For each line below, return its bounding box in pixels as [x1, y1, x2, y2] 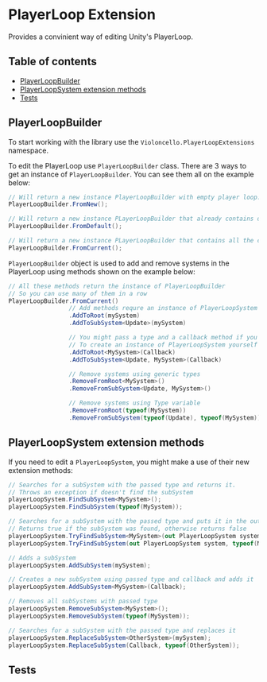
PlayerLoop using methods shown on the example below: [8, 266, 196, 276]
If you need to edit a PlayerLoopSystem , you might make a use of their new [8, 457, 250, 467]
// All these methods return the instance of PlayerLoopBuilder [8, 282, 226, 290]
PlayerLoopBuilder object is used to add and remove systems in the [8, 258, 230, 268]
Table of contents [8, 55, 97, 68]
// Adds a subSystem [8, 554, 77, 562]
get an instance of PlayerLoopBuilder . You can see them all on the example [8, 169, 254, 179]
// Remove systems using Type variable [68, 399, 201, 407]
